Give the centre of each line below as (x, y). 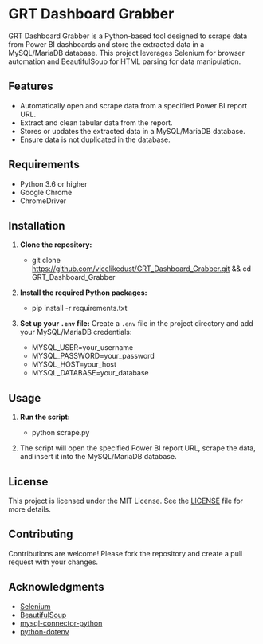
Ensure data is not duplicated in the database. (95, 139)
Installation (37, 225)
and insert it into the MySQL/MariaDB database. (98, 457)
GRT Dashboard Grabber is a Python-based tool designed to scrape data (128, 36)
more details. (30, 509)
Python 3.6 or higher (53, 183)
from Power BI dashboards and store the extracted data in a (106, 44)
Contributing (41, 534)
